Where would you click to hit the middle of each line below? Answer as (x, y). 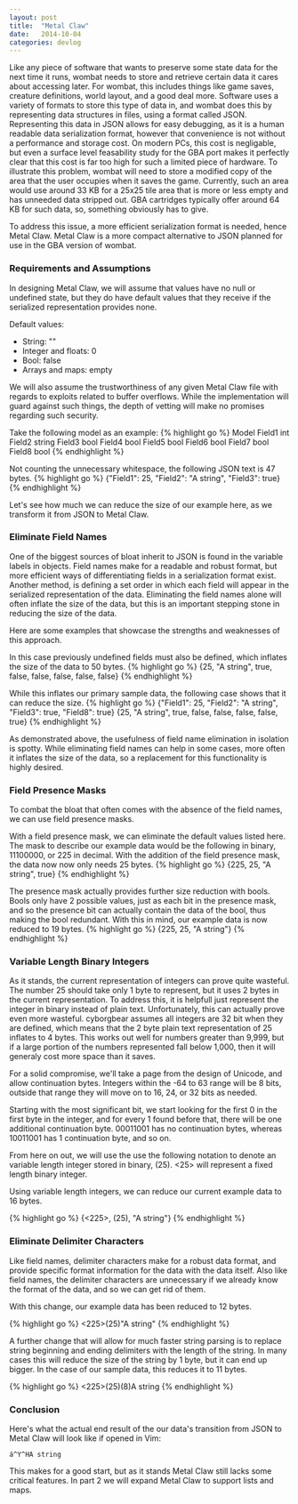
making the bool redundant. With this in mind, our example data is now (138, 920)
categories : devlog (45, 42)
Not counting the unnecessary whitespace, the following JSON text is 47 (142, 469)
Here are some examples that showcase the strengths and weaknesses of (145, 630)
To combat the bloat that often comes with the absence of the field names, (146, 809)
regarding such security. (54, 415)
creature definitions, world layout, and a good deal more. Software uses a (144, 96)
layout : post (33, 17)
